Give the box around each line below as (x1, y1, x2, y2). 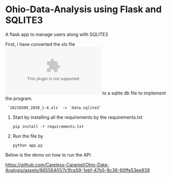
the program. (5, 95, 33, 101)
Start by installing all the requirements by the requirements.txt (12, 114, 143, 120)
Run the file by (12, 133, 43, 139)
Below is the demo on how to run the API (5, 151, 91, 158)
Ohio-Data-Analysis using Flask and (5, 4, 162, 15)
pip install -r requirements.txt (12, 124, 84, 129)
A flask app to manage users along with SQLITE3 (5, 31, 108, 37)
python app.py (12, 143, 43, 148)
